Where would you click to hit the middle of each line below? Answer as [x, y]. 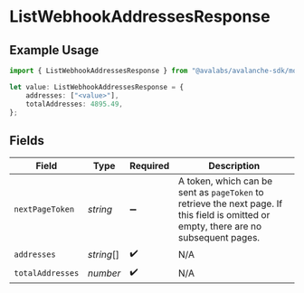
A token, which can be [225, 181]
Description [234, 166]
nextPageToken [44, 209]
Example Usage [54, 50]
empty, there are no [220, 226]
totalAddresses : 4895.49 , [75, 104]
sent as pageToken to [221, 193]
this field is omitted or [224, 215]
